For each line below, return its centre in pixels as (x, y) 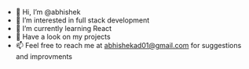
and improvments (44, 57)
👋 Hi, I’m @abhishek (48, 12)
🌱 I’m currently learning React (64, 28)
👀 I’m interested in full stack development (82, 20)
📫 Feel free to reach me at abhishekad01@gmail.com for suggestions (128, 45)
